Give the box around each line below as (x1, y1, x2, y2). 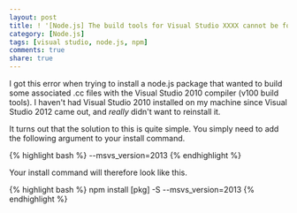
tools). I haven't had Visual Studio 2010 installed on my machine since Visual (9, 97, 287, 107)
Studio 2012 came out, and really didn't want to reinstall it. (9, 107, 221, 117)
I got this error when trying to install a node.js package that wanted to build (9, 79, 283, 88)
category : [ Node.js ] (9, 29, 86, 38)
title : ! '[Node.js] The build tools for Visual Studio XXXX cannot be (9, 21, 278, 30)
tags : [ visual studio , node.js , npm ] (9, 37, 148, 47)
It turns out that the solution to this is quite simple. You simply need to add (9, 124, 279, 133)
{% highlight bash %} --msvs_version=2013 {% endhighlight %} (9, 150, 241, 160)
